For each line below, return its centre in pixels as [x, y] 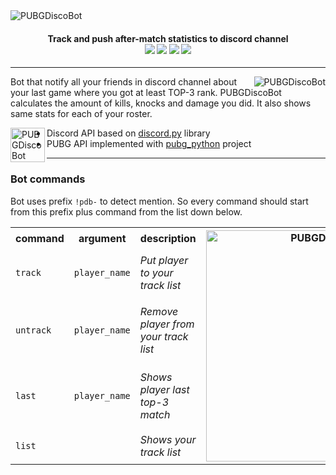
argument [102, 238]
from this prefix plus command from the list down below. [126, 211]
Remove [159, 312]
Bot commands [48, 179]
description [168, 238]
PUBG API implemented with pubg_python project [149, 144]
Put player [164, 261]
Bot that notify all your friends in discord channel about [124, 82]
